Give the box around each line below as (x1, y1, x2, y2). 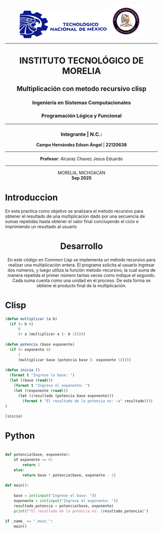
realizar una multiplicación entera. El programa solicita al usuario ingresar (8, 262, 155, 268)
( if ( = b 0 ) (9, 321, 34, 327)
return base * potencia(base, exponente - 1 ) (22, 473, 116, 478)
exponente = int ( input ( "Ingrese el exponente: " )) (14, 498, 118, 503)
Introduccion (5, 192, 58, 203)
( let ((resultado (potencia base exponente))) (17, 393, 114, 398)
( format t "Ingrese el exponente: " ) (14, 383, 90, 388)
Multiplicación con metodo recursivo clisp (16, 85, 147, 93)
